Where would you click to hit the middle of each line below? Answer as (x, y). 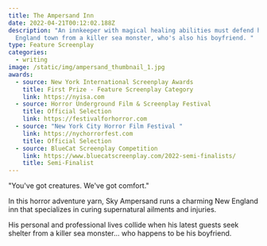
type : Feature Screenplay (51, 45)
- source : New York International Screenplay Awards (104, 82)
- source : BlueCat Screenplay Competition (87, 148)
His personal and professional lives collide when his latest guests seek (124, 225)
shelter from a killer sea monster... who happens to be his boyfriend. (120, 233)
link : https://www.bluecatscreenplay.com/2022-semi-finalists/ (130, 156)
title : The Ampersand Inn (51, 15)
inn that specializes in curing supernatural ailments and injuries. (112, 209)
